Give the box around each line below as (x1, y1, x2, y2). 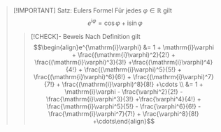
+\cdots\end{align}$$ (92, 117, 155, 125)
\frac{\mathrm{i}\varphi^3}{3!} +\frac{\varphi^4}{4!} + (45, 94, 202, 103)
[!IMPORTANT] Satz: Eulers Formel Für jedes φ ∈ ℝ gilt (13, 6, 173, 15)
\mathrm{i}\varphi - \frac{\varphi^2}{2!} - (64, 87, 183, 96)
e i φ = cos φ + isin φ (87, 17, 143, 27)
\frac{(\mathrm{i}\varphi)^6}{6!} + (33, 72, 132, 81)
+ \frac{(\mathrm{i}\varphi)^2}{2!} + (71, 50, 176, 58)
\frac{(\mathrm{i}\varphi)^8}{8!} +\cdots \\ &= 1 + (62, 80, 204, 88)
